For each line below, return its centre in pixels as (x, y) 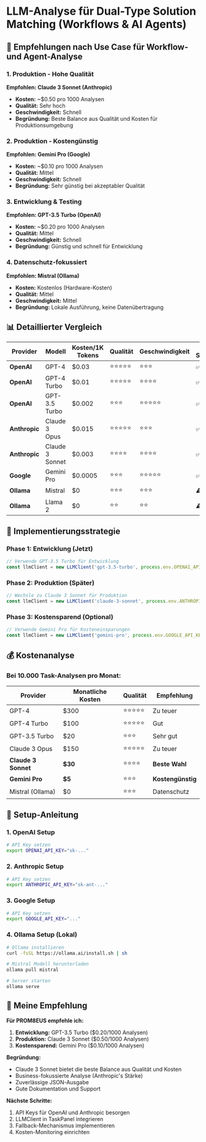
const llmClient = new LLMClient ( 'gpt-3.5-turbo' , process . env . (90, 567)
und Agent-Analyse (44, 56)
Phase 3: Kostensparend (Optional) (60, 617)
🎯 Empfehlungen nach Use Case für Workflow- (97, 47)
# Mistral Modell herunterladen (48, 964)
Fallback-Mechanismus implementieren (65, 1125)
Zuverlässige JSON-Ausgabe (52, 1082)
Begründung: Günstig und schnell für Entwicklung (79, 246)
